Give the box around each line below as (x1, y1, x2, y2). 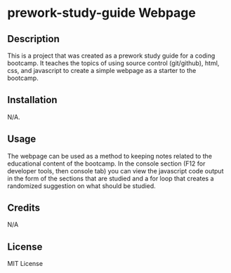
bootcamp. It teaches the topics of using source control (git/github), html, (7, 59, 220, 67)
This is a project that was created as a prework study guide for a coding (7, 51, 216, 60)
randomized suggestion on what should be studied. (7, 181, 156, 190)
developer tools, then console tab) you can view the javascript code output (7, 166, 224, 175)
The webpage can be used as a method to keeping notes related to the (7, 152, 213, 160)
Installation (7, 94, 58, 106)
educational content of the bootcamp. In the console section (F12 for (7, 159, 206, 168)
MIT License (7, 260, 44, 268)
